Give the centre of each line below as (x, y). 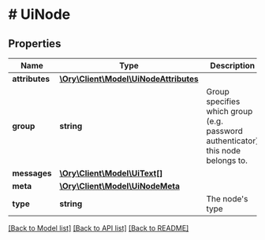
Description (233, 66)
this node (224, 151)
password (224, 131)
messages (32, 173)
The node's (227, 199)
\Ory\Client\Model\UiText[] (111, 173)
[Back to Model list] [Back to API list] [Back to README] (99, 228)
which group (230, 111)
